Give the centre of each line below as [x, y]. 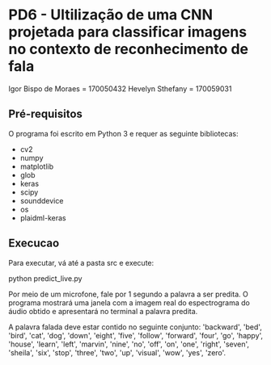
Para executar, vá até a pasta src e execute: [81, 262]
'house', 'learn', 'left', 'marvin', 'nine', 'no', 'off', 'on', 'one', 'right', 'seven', [129, 344]
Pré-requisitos [46, 114]
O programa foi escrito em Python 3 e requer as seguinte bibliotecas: [123, 133]
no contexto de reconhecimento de [129, 49]
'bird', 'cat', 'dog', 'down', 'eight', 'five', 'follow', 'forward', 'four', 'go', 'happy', [136, 335]
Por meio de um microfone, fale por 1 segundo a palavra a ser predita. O [128, 294]
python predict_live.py [45, 278]
